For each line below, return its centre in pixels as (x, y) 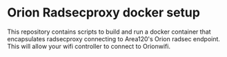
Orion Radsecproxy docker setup (103, 13)
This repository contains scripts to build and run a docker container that (109, 32)
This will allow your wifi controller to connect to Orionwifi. (89, 46)
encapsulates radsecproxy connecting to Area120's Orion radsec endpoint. (114, 38)
